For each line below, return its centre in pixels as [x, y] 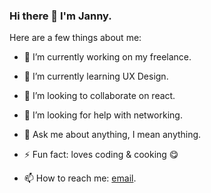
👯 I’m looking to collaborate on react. [99, 96]
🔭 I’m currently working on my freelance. [107, 57]
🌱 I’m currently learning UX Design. [96, 76]
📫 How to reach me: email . [80, 178]
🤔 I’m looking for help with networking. [103, 115]
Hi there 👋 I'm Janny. [60, 16]
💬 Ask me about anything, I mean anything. [112, 135]
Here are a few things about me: [75, 38]
